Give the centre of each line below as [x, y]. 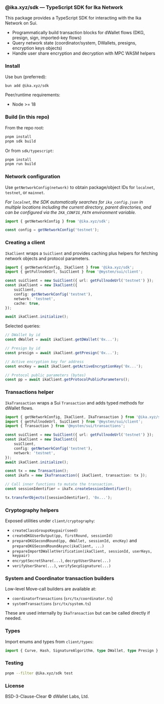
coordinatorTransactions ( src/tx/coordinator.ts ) [62, 598]
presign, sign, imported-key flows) [47, 38]
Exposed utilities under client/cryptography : [50, 521]
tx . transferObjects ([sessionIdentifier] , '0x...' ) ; [59, 497]
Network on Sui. [21, 23]
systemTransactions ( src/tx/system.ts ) [51, 604]
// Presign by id [23, 348]
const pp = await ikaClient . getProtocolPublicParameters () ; [68, 380]
